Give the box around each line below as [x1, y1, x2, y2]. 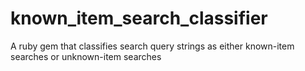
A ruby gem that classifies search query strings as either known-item [10, 40, 295, 52]
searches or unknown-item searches [10, 50, 162, 62]
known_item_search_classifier [10, 7, 268, 30]
